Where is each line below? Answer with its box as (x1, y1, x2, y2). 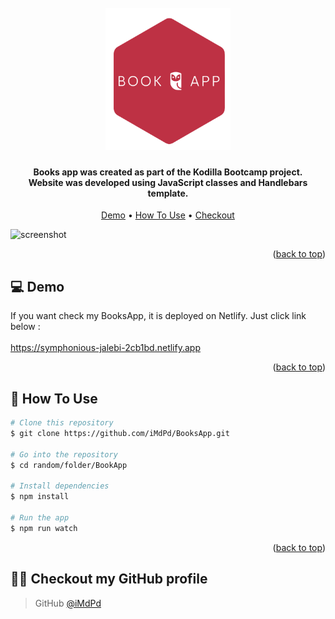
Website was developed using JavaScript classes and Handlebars (28, 176, 308, 188)
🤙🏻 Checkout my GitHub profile (10, 571, 208, 588)
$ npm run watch (10, 523, 78, 533)
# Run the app (10, 512, 70, 523)
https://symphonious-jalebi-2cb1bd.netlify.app (10, 342, 201, 354)
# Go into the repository (10, 449, 118, 460)
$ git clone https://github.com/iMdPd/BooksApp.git (10, 428, 230, 438)
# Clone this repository (10, 418, 114, 428)
